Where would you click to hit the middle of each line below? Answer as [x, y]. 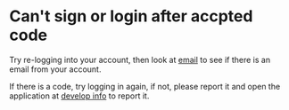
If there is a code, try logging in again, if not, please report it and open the [145, 86]
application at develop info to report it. [79, 96]
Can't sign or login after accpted [131, 16]
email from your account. [55, 69]
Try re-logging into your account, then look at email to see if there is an [140, 59]
